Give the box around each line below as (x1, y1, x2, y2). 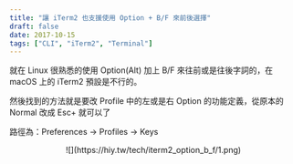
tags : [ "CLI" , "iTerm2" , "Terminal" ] (9, 38, 153, 48)
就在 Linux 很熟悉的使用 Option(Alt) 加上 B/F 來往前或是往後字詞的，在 (9, 65, 274, 76)
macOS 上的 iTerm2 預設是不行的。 (9, 77, 142, 87)
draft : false (9, 22, 59, 31)
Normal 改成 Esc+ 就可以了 (9, 107, 111, 118)
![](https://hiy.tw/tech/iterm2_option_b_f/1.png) (65, 145, 242, 156)
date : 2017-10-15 (9, 30, 76, 39)
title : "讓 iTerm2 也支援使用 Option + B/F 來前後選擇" (9, 13, 212, 23)
